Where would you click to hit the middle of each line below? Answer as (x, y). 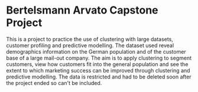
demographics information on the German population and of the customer (96, 51)
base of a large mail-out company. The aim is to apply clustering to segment (99, 58)
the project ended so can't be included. (54, 83)
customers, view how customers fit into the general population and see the (97, 64)
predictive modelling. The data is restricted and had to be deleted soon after (99, 77)
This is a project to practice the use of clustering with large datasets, (90, 39)
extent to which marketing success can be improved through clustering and (98, 70)
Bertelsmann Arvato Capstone (82, 10)
